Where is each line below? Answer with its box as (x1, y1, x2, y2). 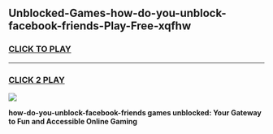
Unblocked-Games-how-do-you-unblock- (8, 6, 227, 20)
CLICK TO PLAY (8, 44, 71, 55)
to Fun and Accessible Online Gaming (8, 116, 138, 126)
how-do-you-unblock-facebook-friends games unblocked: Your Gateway (8, 107, 262, 117)
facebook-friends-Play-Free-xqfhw (8, 19, 192, 33)
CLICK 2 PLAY (8, 74, 65, 85)
